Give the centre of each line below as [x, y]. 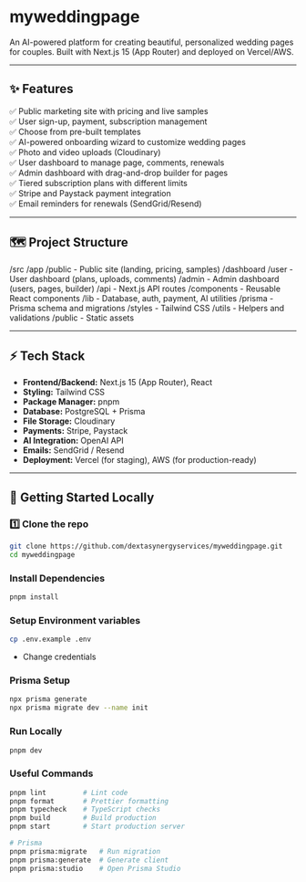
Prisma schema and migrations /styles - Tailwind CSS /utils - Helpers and [147, 308]
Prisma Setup [40, 680]
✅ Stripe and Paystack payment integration [90, 193]
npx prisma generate [49, 699]
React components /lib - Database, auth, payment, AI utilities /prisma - [142, 298]
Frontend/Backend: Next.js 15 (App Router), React [117, 383]
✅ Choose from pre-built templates [75, 131]
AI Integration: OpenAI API [73, 441]
